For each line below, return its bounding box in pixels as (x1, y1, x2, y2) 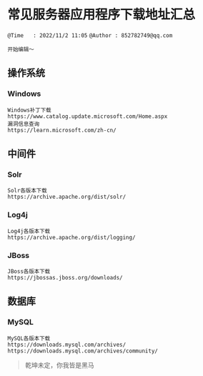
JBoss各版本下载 (7, 267, 51, 275)
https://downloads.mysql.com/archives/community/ (7, 347, 159, 355)
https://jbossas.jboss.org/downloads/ (7, 274, 123, 281)
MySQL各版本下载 (7, 335, 51, 342)
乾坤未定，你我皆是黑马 (24, 360, 94, 369)
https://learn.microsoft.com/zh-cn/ (7, 127, 117, 134)
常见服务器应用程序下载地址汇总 (7, 6, 196, 23)
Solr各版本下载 (7, 187, 48, 194)
